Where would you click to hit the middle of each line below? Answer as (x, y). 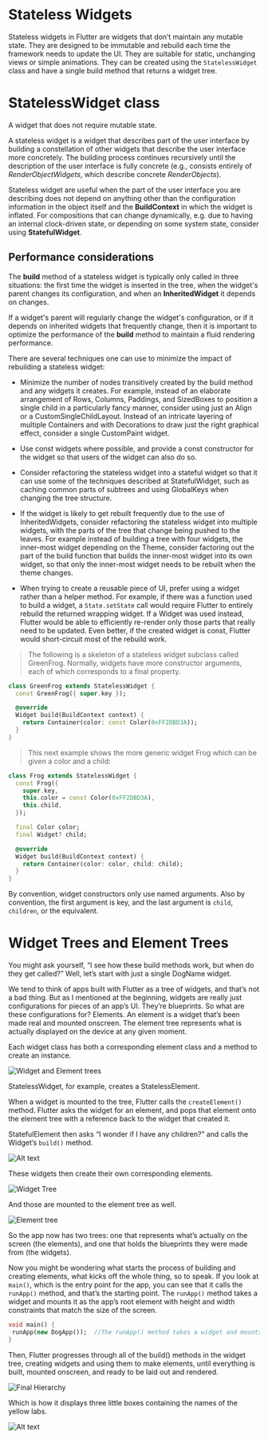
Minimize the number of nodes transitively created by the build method (136, 382)
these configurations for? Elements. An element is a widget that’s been (124, 1015)
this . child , (42, 806)
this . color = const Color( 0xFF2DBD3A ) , (89, 798)
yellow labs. (28, 1411)
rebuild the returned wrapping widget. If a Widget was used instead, (132, 613)
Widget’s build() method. (51, 1143)
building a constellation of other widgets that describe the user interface (127, 148)
